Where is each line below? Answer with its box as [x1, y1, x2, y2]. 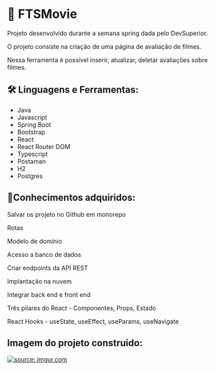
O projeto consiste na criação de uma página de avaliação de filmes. [7, 42, 202, 50]
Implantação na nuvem [7, 277, 72, 285]
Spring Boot [17, 120, 52, 128]
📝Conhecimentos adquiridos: [7, 192, 136, 204]
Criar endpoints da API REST [7, 264, 88, 272]
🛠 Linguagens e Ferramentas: [7, 84, 139, 96]
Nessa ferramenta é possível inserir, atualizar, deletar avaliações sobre [7, 55, 208, 64]
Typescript [17, 150, 48, 158]
